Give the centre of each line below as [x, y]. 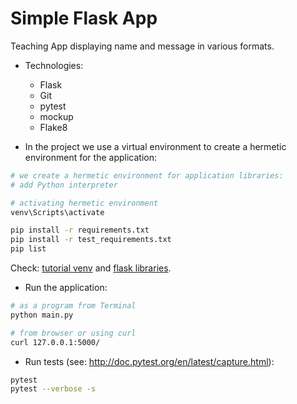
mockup [56, 116]
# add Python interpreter [64, 185]
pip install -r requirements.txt [80, 230]
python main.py [42, 315]
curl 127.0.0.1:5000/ [55, 342]
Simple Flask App [84, 18]
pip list [28, 249]
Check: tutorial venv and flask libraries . [91, 268]
